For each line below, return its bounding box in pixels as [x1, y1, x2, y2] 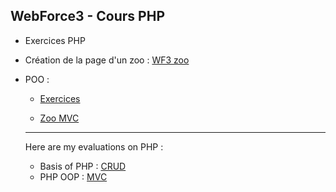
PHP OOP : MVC [39, 170, 108, 183]
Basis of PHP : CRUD [39, 160, 127, 172]
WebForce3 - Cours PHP [10, 8, 165, 25]
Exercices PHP [24, 34, 86, 46]
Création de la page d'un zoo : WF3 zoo [24, 54, 190, 66]
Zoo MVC [39, 112, 80, 124]
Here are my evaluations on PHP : [24, 140, 164, 153]
